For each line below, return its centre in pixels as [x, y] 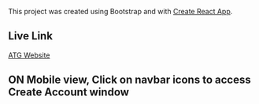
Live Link [31, 36]
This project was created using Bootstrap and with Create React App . [120, 11]
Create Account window [69, 93]
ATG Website [29, 55]
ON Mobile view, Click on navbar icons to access [129, 80]
